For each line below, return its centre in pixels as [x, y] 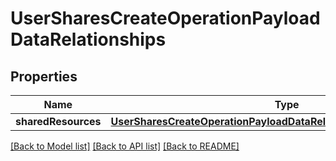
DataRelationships [88, 39]
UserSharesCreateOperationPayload [165, 18]
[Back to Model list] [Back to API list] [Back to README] [125, 146]
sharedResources [58, 121]
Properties [44, 76]
